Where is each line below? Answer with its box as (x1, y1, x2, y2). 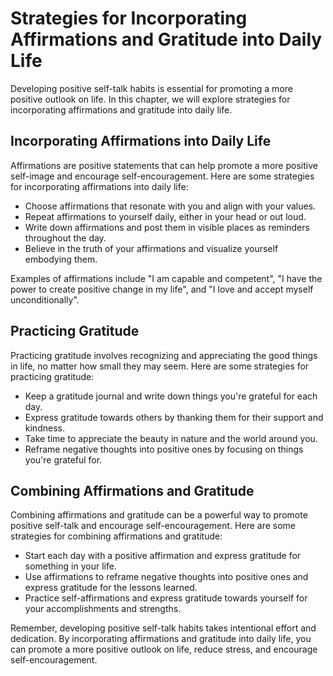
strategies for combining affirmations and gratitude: (10, 530, 223, 542)
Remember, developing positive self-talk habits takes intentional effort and (10, 622, 317, 634)
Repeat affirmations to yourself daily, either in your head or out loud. (24, 210, 307, 222)
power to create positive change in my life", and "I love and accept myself (10, 283, 314, 295)
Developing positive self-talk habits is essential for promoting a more (10, 82, 293, 94)
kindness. (24, 422, 65, 434)
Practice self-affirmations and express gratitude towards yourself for (24, 592, 308, 604)
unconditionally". (10, 293, 80, 306)
